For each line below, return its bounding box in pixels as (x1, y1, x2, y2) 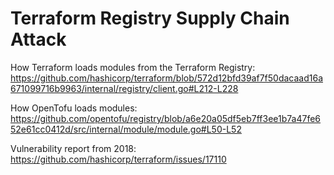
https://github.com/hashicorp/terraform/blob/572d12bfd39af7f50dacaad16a (10, 72, 324, 84)
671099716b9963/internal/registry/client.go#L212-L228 (10, 82, 239, 94)
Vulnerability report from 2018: (10, 142, 137, 154)
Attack (10, 28, 67, 51)
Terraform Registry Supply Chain (10, 7, 290, 30)
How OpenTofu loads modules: (10, 102, 138, 114)
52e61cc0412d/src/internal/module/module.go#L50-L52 (10, 123, 242, 135)
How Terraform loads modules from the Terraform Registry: (10, 61, 256, 73)
